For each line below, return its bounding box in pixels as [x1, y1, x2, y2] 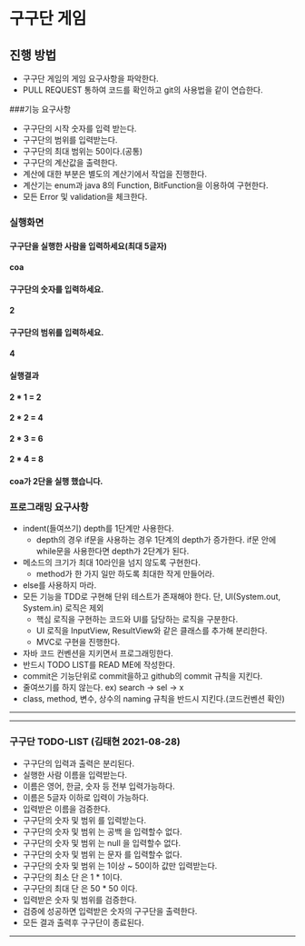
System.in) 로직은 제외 [22, 602, 104, 613]
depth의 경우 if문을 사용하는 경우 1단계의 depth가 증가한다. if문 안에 [35, 534, 277, 545]
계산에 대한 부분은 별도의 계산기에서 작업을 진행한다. [22, 169, 207, 179]
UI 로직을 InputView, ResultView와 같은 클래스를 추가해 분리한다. [35, 625, 268, 636]
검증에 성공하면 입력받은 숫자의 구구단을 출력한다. [22, 905, 198, 916]
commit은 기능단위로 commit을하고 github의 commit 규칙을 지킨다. [22, 671, 263, 682]
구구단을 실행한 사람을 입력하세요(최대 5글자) [9, 240, 168, 251]
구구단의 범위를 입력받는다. [22, 134, 118, 145]
